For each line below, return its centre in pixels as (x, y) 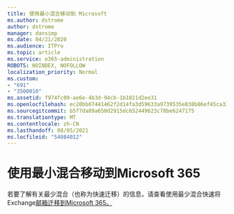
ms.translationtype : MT (42, 117)
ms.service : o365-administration (56, 59)
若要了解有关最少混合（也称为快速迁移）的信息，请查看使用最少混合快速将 (114, 194)
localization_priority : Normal (53, 72)
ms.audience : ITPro (36, 46)
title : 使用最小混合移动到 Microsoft (57, 14)
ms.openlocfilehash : (37, 105)
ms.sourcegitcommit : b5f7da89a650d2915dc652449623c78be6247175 (101, 111)
